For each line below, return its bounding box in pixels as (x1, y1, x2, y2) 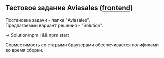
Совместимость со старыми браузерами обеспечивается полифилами (5, 42, 159, 48)
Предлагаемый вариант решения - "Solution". (5, 22, 103, 28)
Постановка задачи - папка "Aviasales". (5, 17, 90, 23)
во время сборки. (5, 47, 44, 53)
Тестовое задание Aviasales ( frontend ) (5, 4, 133, 12)
